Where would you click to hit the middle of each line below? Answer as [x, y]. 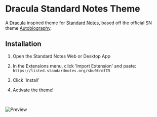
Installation [23, 44]
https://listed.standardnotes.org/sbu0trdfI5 [61, 71]
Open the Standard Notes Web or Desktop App [61, 56]
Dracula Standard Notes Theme [73, 9]
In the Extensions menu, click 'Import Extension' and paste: [74, 66]
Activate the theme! [33, 90]
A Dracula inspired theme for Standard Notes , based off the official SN [78, 23]
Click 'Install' [26, 80]
